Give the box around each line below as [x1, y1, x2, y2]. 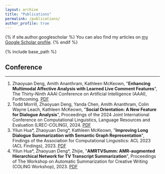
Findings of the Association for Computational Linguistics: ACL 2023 [12, 138, 151, 144]
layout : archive [5, 7, 38, 12]
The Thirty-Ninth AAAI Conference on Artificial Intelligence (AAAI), [12, 91, 147, 97]
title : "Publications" [5, 12, 52, 17]
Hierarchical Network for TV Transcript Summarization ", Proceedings [12, 153, 156, 159]
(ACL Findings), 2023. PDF [12, 143, 66, 149]
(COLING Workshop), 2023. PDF [12, 164, 78, 170]
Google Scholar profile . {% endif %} [5, 40, 78, 45]
